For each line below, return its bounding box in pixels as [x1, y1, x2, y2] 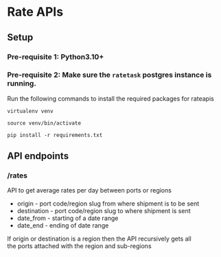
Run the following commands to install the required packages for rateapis [7, 94, 214, 103]
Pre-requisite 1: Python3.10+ [7, 52, 104, 62]
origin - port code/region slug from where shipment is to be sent [16, 199, 200, 208]
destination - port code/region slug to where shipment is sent [16, 207, 191, 215]
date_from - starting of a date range [16, 214, 119, 223]
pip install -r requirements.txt [7, 132, 103, 138]
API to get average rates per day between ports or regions [7, 186, 172, 195]
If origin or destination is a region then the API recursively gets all [7, 234, 192, 243]
